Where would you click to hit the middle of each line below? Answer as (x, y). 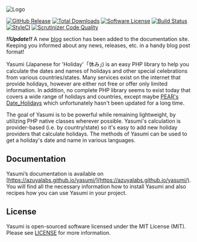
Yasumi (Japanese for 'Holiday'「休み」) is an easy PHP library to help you (98, 64)
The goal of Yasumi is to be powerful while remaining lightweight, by (91, 115)
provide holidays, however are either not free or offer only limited (87, 84)
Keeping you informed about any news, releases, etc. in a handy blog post (98, 45)
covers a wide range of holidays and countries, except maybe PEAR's (92, 97)
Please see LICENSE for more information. (59, 232)
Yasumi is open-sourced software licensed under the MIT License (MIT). (96, 226)
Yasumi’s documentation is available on (55, 173)
